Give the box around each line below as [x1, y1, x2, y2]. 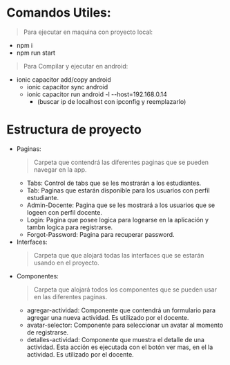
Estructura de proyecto [6, 122, 142, 138]
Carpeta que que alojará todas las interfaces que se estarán [33, 251, 204, 259]
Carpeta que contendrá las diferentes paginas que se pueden [33, 158, 209, 166]
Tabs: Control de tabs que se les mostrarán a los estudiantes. [26, 179, 202, 187]
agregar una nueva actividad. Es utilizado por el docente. [26, 313, 189, 321]
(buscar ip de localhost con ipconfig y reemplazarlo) [37, 97, 186, 105]
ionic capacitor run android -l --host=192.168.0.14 [26, 90, 167, 98]
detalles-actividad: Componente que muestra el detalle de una [26, 335, 205, 344]
